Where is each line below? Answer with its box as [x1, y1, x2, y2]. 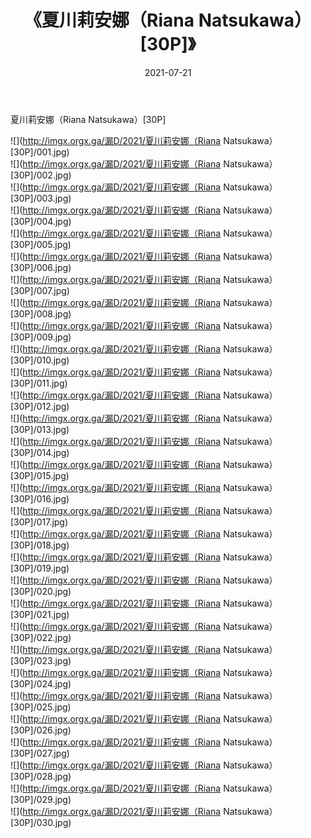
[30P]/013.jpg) [10, 423, 70, 435]
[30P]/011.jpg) [10, 377, 68, 389]
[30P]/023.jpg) [10, 654, 72, 666]
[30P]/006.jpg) [10, 261, 72, 273]
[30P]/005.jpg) [10, 238, 72, 250]
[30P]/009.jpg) [10, 331, 72, 343]
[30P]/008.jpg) [10, 307, 72, 320]
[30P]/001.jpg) [10, 146, 70, 158]
